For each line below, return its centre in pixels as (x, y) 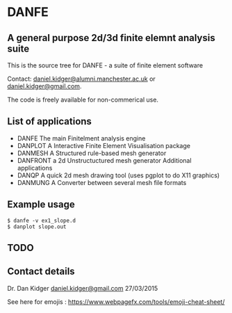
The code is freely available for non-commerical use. (83, 99)
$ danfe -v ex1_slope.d (42, 220)
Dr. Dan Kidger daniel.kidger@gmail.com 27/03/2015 (83, 288)
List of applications (50, 121)
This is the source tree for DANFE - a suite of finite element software (105, 65)
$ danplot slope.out (37, 227)
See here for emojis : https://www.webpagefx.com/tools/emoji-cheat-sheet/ (116, 302)
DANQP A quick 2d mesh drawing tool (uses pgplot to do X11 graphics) (118, 175)
